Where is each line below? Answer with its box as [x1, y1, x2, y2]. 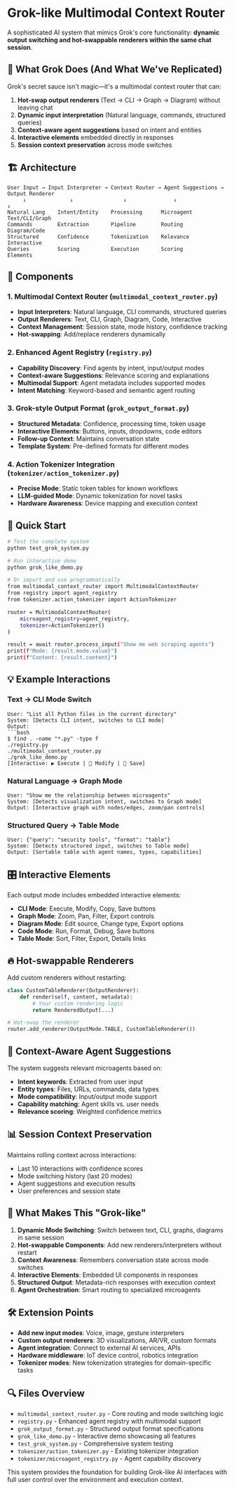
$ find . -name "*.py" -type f [7, 735, 99, 742]
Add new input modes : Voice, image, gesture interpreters [17, 1329, 184, 1337]
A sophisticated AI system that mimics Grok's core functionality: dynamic [7, 28, 220, 37]
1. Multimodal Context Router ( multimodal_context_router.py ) [7, 292, 219, 301]
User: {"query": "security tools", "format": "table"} [7, 836, 171, 844]
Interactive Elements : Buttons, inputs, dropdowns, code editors [17, 427, 202, 435]
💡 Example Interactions [7, 673, 111, 686]
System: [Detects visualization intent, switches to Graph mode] [7, 798, 202, 805]
